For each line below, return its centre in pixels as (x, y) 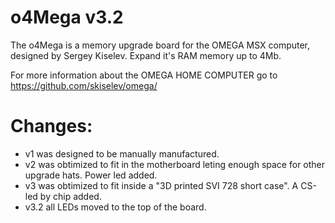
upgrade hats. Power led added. (91, 175)
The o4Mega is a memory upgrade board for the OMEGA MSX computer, (160, 45)
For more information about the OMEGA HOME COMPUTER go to (144, 75)
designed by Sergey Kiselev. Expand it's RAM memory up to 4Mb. (146, 55)
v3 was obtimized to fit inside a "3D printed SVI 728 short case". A (161, 185)
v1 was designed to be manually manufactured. (122, 153)
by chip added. (70, 196)
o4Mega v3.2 (67, 17)
